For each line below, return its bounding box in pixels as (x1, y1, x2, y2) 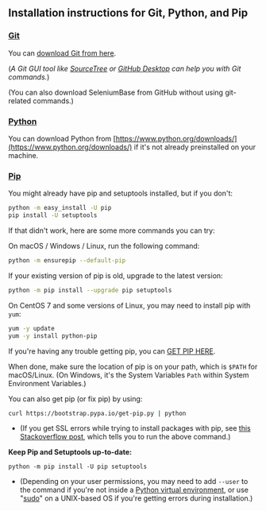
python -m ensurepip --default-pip (8, 257, 126, 265)
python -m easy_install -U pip (8, 204, 112, 212)
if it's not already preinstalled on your (133, 142, 256, 152)
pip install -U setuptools (8, 211, 98, 219)
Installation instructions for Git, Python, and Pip (8, 6, 249, 20)
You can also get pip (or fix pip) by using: (8, 393, 143, 404)
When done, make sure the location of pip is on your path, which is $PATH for (8, 362, 258, 371)
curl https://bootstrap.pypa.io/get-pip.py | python (8, 409, 187, 417)
